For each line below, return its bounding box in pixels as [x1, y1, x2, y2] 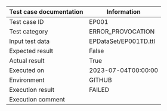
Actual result [9, 57, 45, 64]
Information [106, 8, 141, 16]
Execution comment [9, 95, 66, 103]
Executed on [9, 66, 45, 74]
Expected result [9, 47, 54, 55]
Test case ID [9, 18, 44, 26]
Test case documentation [9, 8, 83, 16]
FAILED [89, 86, 109, 94]
